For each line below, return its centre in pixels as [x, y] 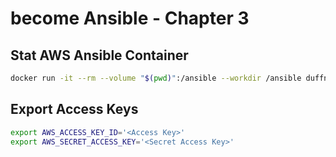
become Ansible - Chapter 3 [130, 18]
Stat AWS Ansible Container [99, 55]
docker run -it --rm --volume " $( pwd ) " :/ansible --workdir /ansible [156, 78]
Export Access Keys [74, 109]
